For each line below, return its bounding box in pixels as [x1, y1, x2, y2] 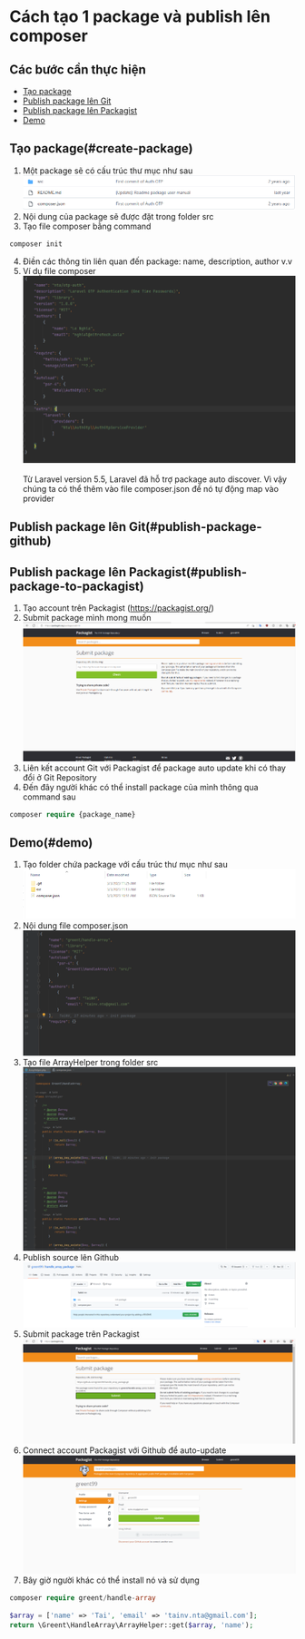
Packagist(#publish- [128, 564, 248, 580]
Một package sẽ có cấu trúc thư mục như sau [22, 165, 193, 176]
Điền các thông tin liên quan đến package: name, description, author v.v [22, 256, 293, 267]
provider [22, 493, 54, 504]
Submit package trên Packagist [22, 1328, 140, 1340]
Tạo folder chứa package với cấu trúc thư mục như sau [22, 859, 229, 870]
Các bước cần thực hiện [9, 62, 147, 77]
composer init [9, 240, 64, 249]
